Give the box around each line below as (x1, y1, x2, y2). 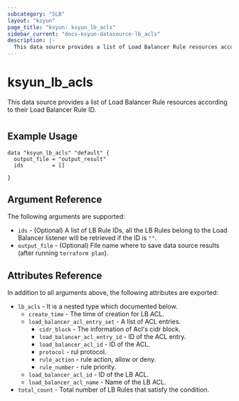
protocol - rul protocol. (38, 348, 107, 356)
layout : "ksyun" (7, 17, 55, 24)
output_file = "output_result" (14, 155, 107, 162)
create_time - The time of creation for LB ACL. (28, 310, 165, 318)
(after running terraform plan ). (17, 249, 109, 257)
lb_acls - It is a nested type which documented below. (17, 302, 178, 311)
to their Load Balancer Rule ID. (7, 105, 97, 114)
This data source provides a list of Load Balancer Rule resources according (7, 98, 228, 106)
